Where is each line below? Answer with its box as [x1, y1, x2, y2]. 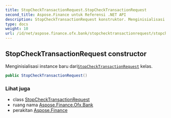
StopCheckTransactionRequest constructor [5, 50, 147, 58]
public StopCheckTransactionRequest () [5, 73, 88, 78]
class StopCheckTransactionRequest [12, 96, 90, 102]
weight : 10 [5, 26, 28, 31]
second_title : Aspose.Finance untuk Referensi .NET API [5, 12, 126, 17]
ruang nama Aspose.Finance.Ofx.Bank [12, 102, 93, 108]
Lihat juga [5, 85, 31, 92]
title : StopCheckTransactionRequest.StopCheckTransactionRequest [5, 7, 147, 13]
